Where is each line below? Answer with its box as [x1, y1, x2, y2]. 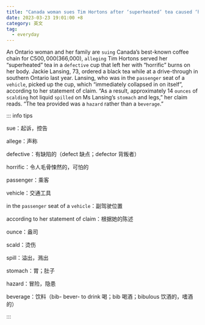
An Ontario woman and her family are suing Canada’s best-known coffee [6, 48, 189, 55]
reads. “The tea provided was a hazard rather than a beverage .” [6, 100, 164, 107]
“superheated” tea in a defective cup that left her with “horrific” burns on [6, 62, 190, 69]
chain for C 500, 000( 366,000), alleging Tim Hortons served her [6, 55, 168, 62]
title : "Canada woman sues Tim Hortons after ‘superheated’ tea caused [6, 9, 192, 15]
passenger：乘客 [6, 176, 49, 184]
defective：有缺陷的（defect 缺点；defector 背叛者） [6, 151, 140, 158]
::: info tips [6, 112, 33, 120]
